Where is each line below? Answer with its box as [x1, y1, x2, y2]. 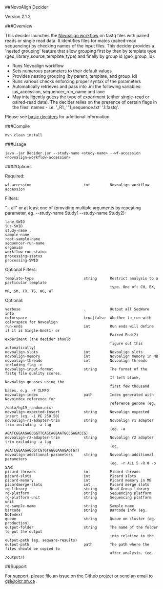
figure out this [109, 341, 143, 346]
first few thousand [109, 384, 150, 389]
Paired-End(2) [109, 332, 139, 337]
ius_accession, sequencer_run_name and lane [12, 89, 105, 94]
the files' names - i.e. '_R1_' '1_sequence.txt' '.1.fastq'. [12, 105, 119, 110]
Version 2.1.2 [5, 14, 31, 19]
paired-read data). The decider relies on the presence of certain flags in [12, 99, 157, 105]
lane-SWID [5, 219, 25, 224]
